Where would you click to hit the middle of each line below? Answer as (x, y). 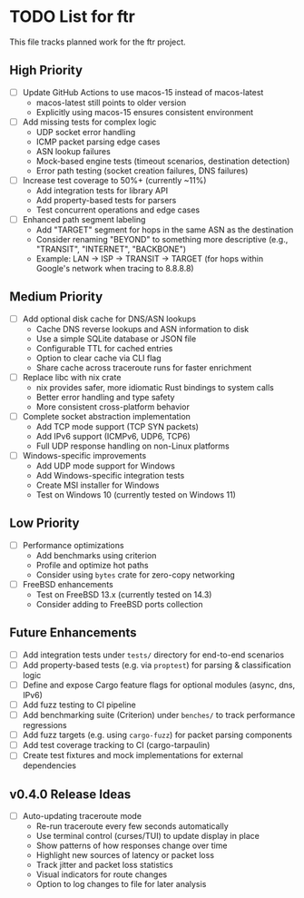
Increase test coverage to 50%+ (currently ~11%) (114, 180)
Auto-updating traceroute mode (82, 816)
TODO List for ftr (73, 17)
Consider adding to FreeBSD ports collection (119, 604)
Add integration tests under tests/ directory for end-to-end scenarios (153, 655)
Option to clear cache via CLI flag (98, 358)
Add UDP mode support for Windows (105, 466)
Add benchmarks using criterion (96, 555)
